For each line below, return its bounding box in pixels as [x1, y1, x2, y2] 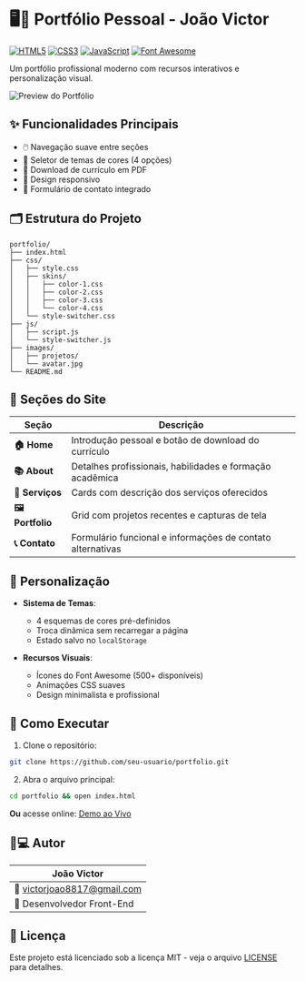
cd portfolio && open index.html [9, 791, 136, 801]
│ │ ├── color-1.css [9, 279, 103, 288]
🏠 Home [14, 438, 54, 450]
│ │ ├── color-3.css [9, 295, 103, 305]
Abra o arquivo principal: [22, 774, 115, 784]
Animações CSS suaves [35, 680, 125, 691]
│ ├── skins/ [9, 271, 67, 280]
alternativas [71, 542, 122, 555]
